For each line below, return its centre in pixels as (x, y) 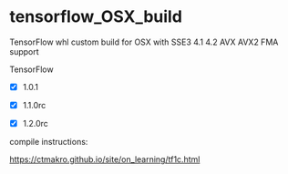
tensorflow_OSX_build (96, 17)
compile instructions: (49, 142)
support (24, 51)
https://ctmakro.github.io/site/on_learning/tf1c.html (105, 159)
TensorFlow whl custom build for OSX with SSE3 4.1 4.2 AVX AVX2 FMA (144, 42)
